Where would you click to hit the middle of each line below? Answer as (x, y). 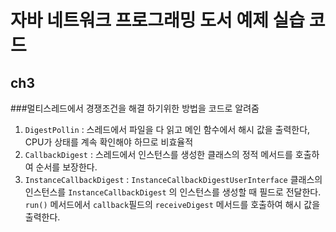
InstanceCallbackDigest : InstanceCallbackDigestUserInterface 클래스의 (173, 179)
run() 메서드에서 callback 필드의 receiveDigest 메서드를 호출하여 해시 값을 (172, 204)
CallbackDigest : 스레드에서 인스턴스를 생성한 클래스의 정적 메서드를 (158, 154)
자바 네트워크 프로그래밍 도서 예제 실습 (158, 20)
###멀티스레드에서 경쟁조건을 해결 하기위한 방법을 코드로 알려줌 (135, 108)
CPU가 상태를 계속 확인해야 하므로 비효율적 (109, 142)
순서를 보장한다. (66, 167)
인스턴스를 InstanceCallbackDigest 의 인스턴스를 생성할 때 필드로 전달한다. (173, 192)
